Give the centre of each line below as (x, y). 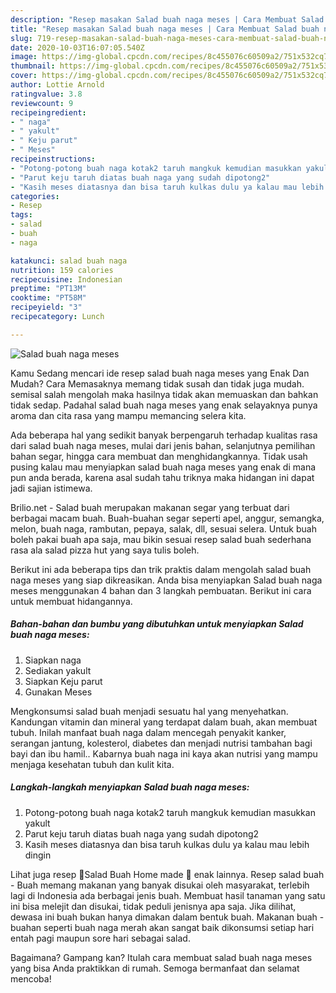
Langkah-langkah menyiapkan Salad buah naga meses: (130, 787)
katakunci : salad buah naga (69, 261)
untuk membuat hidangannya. (71, 601)
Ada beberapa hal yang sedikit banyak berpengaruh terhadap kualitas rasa (164, 435)
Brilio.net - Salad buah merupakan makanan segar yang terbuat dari (150, 507)
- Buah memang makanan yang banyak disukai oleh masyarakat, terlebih (160, 885)
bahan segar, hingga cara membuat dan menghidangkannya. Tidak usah (159, 456)
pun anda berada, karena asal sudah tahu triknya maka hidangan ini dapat (162, 477)
